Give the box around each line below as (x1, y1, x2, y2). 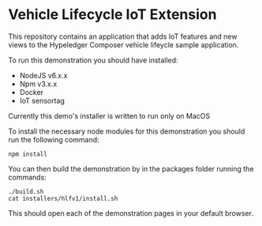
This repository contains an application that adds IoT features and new (8, 32, 238, 41)
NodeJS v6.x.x (19, 70, 68, 80)
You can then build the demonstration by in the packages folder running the (8, 164, 254, 173)
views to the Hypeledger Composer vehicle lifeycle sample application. (8, 40, 239, 49)
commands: (8, 172, 47, 182)
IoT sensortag (19, 96, 65, 105)
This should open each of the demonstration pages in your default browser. (8, 208, 254, 218)
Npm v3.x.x (19, 79, 58, 89)
